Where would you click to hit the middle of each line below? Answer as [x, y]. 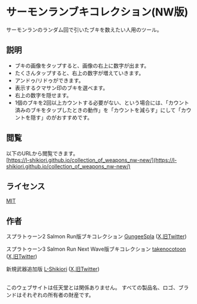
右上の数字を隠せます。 [43, 95]
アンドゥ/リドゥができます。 [49, 80]
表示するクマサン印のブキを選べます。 [61, 88]
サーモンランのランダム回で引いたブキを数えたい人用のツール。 [84, 30]
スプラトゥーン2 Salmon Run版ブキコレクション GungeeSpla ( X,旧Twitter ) [96, 236]
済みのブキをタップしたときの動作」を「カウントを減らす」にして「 [98, 110]
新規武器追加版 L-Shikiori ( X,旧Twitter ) [53, 269]
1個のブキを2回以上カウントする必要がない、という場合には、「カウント [102, 103]
